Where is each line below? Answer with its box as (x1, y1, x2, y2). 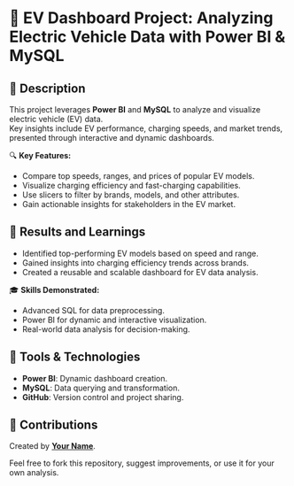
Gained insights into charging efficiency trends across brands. (21, 257, 250, 268)
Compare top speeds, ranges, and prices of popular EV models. (21, 171, 255, 181)
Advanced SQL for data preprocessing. (21, 305, 166, 315)
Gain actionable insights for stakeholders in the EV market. (21, 199, 236, 209)
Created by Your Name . (9, 441, 96, 451)
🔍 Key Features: (9, 150, 72, 160)
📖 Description (9, 81, 86, 96)
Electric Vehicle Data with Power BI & (9, 27, 286, 47)
